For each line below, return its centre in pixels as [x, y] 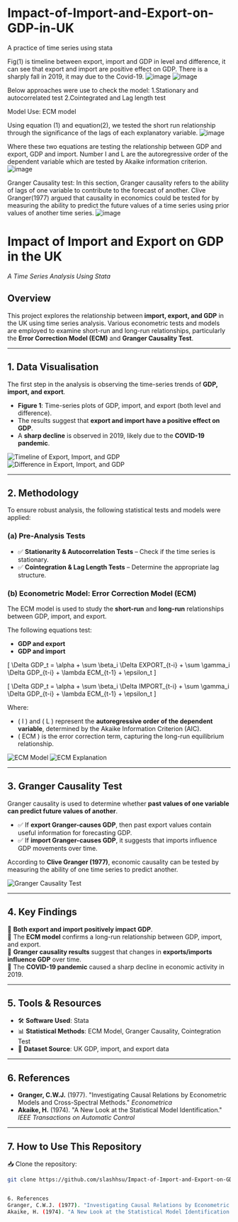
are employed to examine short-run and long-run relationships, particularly [116, 330]
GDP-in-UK [41, 28]
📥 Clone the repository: [42, 1164]
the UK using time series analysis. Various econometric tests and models [114, 323]
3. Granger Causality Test [65, 787]
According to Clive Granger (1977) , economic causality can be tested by [113, 861]
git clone [22, 1179]
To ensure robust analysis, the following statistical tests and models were [114, 510]
